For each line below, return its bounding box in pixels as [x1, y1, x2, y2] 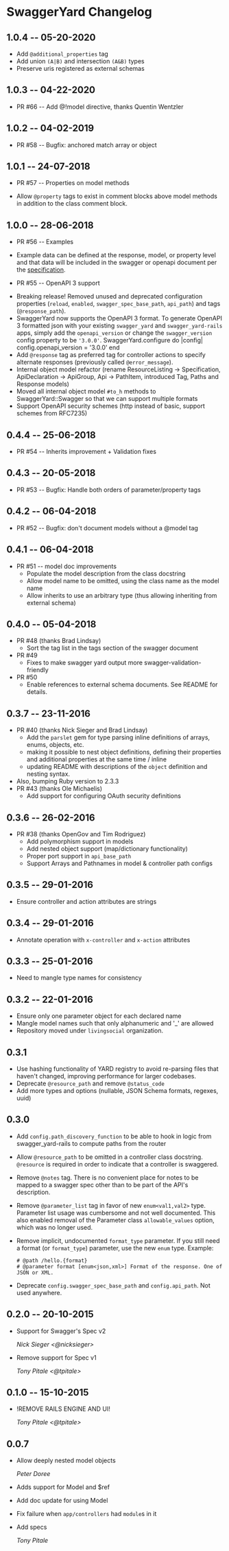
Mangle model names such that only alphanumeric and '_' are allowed [16, 1019, 214, 1028]
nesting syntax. [26, 770, 70, 778]
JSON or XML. [16, 1269, 54, 1276]
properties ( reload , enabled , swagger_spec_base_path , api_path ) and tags [16, 300, 221, 308]
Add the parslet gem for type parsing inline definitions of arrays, [26, 733, 210, 741]
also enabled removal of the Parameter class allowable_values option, [16, 1215, 215, 1224]
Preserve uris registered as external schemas [16, 65, 145, 72]
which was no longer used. [16, 1223, 93, 1231]
